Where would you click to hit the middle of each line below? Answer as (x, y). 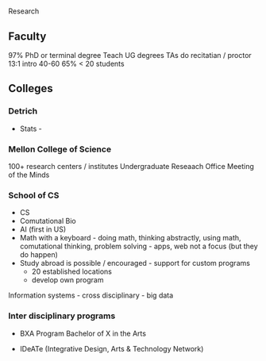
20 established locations (72, 271)
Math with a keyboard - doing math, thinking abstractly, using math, (130, 238)
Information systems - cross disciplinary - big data (91, 295)
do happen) (39, 255)
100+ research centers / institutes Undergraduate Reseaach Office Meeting (131, 166)
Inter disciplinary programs (62, 316)
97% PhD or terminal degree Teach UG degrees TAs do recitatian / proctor (130, 55)
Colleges (31, 88)
